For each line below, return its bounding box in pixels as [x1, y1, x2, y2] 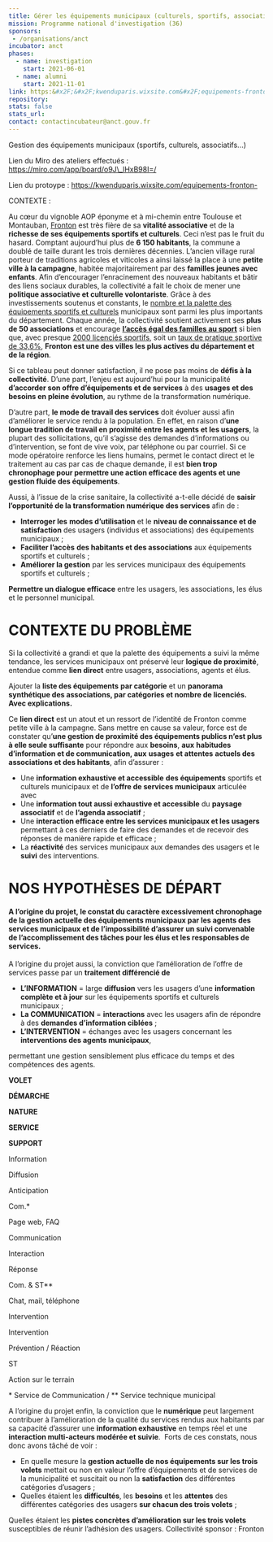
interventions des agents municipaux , [19, 1036, 152, 1045]
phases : [8, 50, 35, 58]
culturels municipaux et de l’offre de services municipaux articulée [19, 781, 247, 791]
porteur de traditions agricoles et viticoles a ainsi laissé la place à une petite [8, 254, 264, 264]
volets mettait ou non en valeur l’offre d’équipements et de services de [19, 1465, 258, 1475]
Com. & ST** [8, 1280, 54, 1290]
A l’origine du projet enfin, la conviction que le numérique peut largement [8, 1406, 254, 1416]
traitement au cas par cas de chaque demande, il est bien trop [8, 458, 218, 468]
